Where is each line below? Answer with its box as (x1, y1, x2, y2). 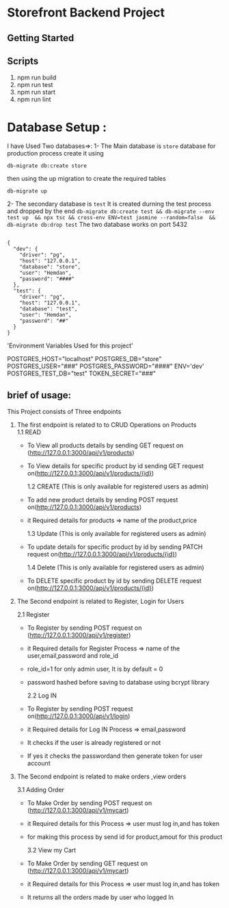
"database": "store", (19, 264, 81, 271)
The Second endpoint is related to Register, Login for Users (16, 598, 185, 606)
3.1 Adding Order (16, 786, 65, 794)
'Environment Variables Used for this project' (7, 341, 133, 350)
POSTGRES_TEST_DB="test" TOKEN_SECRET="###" (7, 369, 156, 378)
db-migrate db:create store (7, 162, 87, 169)
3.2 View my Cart (27, 846, 77, 855)
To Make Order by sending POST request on (27, 799, 152, 807)
